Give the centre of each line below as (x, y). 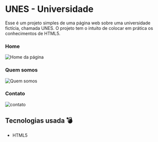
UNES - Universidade (49, 9)
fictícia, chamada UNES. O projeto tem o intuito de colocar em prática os (79, 28)
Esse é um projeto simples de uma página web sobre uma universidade (78, 23)
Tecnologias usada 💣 (39, 121)
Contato (15, 94)
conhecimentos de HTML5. (33, 33)
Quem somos (22, 70)
